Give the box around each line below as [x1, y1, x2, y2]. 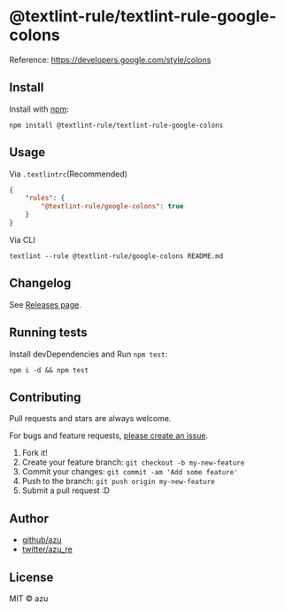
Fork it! [21, 448, 49, 458]
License [9, 569, 54, 584]
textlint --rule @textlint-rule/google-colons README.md [9, 251, 224, 261]
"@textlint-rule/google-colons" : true [41, 202, 184, 211]
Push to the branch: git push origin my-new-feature [21, 476, 215, 487]
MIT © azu [9, 593, 49, 604]
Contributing [9, 389, 81, 404]
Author [9, 511, 49, 526]
